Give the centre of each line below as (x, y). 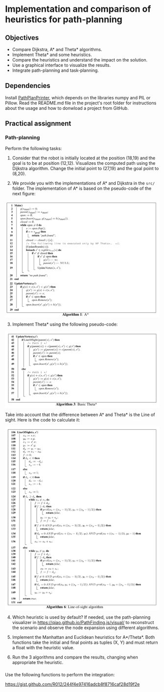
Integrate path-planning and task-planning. (55, 70)
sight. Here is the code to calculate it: (43, 420)
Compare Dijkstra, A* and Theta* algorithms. (57, 49)
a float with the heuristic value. (43, 648)
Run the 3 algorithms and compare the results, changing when (75, 657)
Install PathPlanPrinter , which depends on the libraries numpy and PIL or (78, 97)
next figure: (24, 193)
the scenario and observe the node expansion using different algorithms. (85, 628)
